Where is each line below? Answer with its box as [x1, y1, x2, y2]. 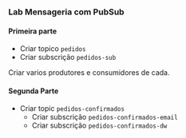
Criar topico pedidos [19, 44, 86, 53]
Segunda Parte [8, 86, 59, 96]
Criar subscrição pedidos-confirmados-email [31, 112, 178, 122]
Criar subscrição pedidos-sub [19, 53, 117, 62]
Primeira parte [8, 26, 57, 36]
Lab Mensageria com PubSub [8, 6, 125, 18]
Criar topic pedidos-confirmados [19, 104, 125, 113]
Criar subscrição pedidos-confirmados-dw [31, 120, 168, 130]
